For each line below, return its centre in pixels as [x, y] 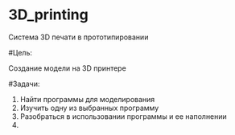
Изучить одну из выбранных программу [89, 108]
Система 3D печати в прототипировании [78, 37]
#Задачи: [24, 84]
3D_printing [48, 15]
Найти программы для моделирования [87, 99]
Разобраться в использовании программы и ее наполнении [123, 116]
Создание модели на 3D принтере [67, 68]
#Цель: [21, 52]
